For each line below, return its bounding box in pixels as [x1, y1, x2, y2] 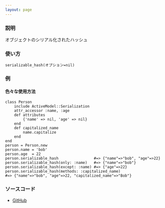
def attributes [14, 112, 46, 118]
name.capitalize [23, 130, 56, 135]
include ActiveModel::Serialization [14, 104, 90, 109]
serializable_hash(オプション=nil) [5, 63, 75, 68]
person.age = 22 [5, 152, 41, 156]
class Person [5, 100, 32, 104]
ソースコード [5, 186, 36, 193]
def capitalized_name [14, 126, 58, 131]
